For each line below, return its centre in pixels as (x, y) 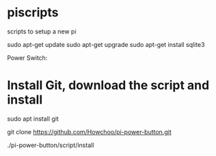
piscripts (33, 13)
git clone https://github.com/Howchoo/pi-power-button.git (90, 131)
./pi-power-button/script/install (51, 145)
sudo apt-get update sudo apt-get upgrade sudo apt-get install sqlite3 (106, 44)
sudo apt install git (33, 119)
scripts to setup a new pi (42, 31)
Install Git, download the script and (108, 85)
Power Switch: (27, 58)
